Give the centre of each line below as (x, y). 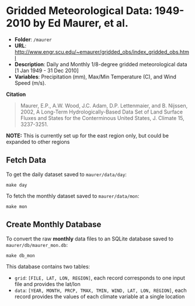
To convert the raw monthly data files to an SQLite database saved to (90, 239)
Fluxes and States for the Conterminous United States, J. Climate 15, (102, 118)
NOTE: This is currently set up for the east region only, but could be (88, 135)
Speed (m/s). (30, 82)
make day (17, 185)
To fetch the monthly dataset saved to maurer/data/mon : (73, 196)
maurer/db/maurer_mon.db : (37, 245)
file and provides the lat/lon (47, 284)
